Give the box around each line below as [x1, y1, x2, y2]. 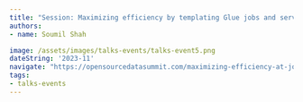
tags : [9, 71, 30, 81]
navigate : [9, 63, 47, 72]
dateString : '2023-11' [9, 55, 95, 64]
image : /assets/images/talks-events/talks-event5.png [9, 46, 216, 55]
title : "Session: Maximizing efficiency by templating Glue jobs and [9, 13, 277, 22]
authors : [9, 21, 42, 30]
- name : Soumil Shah [9, 30, 87, 38]
